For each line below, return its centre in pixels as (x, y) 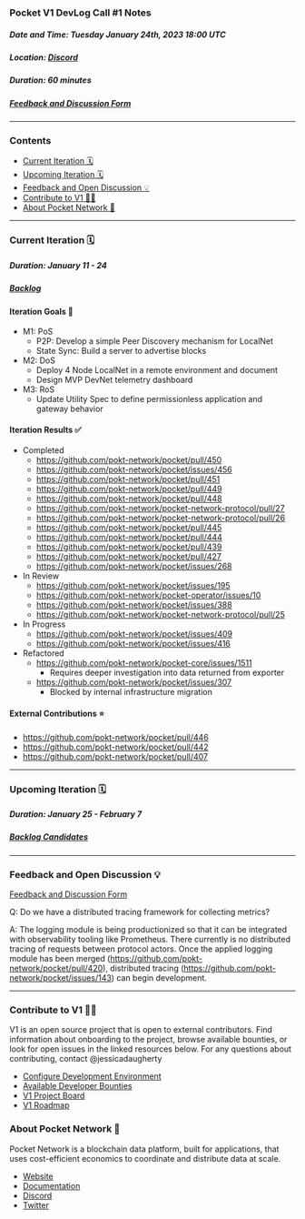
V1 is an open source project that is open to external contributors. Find (141, 1030)
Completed (43, 450)
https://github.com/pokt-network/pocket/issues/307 (134, 682)
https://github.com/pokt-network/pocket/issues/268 (134, 567)
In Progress (44, 624)
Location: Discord (44, 57)
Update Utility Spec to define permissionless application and (149, 399)
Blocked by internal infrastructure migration (131, 692)
